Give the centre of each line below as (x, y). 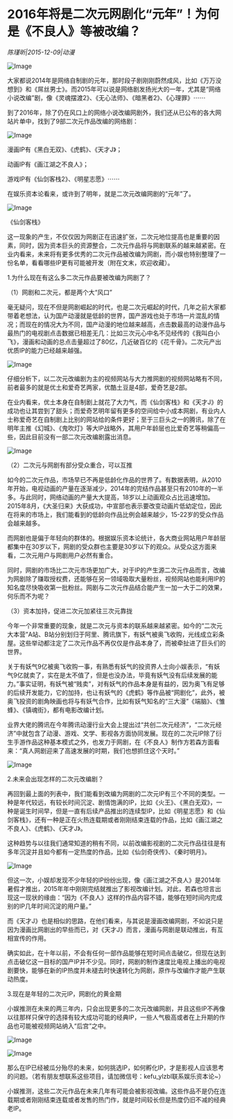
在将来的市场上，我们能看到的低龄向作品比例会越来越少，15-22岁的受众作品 (115, 514)
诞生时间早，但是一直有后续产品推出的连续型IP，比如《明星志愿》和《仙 (122, 811)
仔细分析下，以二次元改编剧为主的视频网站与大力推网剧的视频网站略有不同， (116, 379)
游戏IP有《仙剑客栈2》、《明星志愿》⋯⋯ (63, 179)
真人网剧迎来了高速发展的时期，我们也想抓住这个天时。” (101, 750)
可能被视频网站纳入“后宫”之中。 (64, 1026)
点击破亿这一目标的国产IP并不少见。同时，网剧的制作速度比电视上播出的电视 (116, 961)
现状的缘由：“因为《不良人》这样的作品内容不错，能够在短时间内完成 (124, 897)
